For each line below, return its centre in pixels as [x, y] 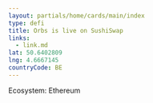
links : [19, 38]
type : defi [26, 23]
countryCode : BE [35, 68]
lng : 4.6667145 [34, 61]
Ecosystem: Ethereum [44, 90]
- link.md [32, 46]
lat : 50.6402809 [35, 53]
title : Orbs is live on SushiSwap [66, 30]
